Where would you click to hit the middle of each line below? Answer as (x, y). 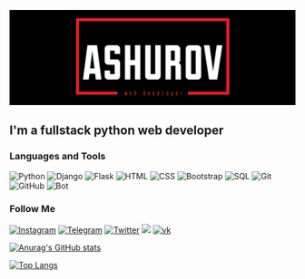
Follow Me (33, 209)
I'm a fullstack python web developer (117, 131)
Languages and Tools (58, 157)
